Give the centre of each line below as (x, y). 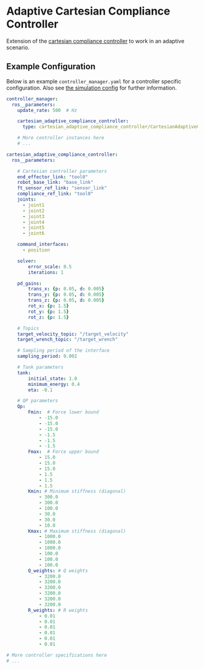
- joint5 (33, 228)
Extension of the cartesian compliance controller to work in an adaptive (95, 41)
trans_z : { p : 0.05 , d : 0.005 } (66, 300)
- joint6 (33, 233)
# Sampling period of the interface (64, 351)
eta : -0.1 (40, 390)
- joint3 (33, 216)
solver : (27, 261)
